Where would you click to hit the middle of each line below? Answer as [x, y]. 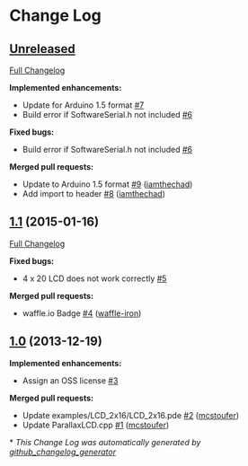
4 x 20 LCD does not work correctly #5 [94, 278]
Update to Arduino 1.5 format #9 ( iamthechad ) [107, 184]
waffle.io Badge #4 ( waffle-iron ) [82, 313]
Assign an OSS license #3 [70, 380]
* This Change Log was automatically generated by [105, 442]
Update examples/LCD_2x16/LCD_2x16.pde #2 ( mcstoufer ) [131, 415]
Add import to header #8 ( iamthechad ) [94, 193]
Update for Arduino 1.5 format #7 [83, 105]
